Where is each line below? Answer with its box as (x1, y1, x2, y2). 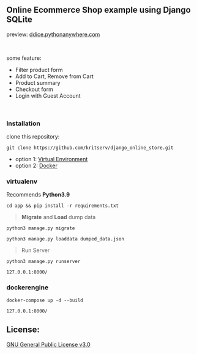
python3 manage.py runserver (6, 259, 81, 265)
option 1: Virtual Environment (15, 156, 88, 163)
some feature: (6, 54, 42, 62)
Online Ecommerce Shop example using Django (6, 5, 191, 15)
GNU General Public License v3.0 (6, 341, 91, 348)
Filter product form (15, 66, 63, 73)
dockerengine (6, 283, 49, 292)
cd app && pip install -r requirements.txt (6, 203, 119, 209)
